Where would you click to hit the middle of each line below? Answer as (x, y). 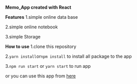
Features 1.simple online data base (42, 17)
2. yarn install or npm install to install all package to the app (69, 56)
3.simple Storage (23, 37)
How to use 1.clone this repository (41, 47)
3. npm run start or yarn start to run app (48, 66)
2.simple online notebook (32, 27)
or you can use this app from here (40, 76)
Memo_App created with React (38, 7)
